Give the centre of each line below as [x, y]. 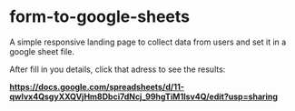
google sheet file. [42, 51]
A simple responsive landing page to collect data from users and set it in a [148, 42]
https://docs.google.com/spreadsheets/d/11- [97, 86]
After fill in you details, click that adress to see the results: [118, 69]
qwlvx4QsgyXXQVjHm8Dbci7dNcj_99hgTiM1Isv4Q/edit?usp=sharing [144, 96]
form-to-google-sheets [100, 17]
